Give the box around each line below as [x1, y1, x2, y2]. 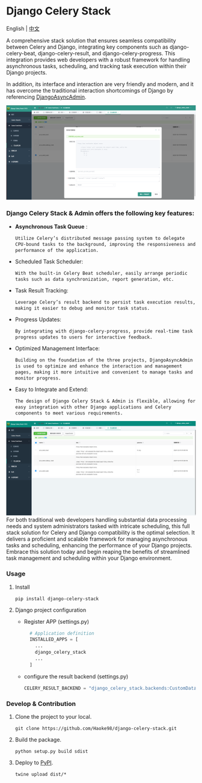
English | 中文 [6, 25, 40, 32]
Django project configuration [14, 606, 87, 613]
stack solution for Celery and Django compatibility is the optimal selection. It [6, 529, 195, 536]
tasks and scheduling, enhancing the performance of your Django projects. [6, 542, 192, 549]
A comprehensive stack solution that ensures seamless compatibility [6, 37, 176, 44]
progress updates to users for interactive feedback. [14, 334, 153, 340]
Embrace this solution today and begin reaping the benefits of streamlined [6, 548, 190, 556]
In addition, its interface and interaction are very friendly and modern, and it [6, 80, 194, 88]
